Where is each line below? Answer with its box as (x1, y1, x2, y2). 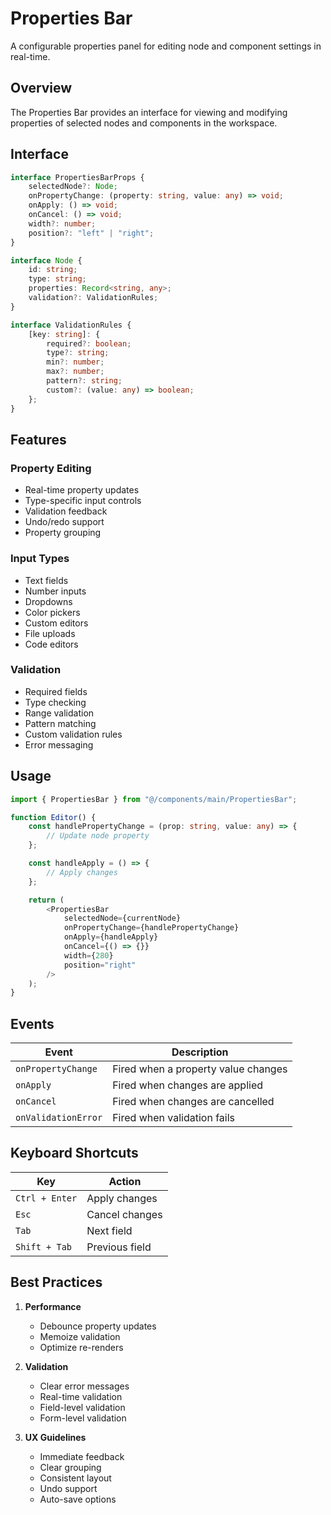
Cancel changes (86, 1207, 163, 1221)
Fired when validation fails (112, 1111, 236, 1125)
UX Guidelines (24, 1431, 87, 1443)
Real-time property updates (24, 484, 140, 496)
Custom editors (24, 617, 89, 629)
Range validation (24, 707, 95, 719)
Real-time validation (39, 1390, 123, 1402)
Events (10, 1015, 55, 1032)
